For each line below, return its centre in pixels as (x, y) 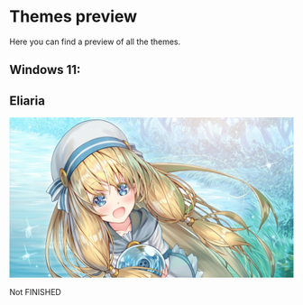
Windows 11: (45, 70)
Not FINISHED (35, 291)
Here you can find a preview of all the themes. (95, 42)
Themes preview (73, 17)
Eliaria (27, 101)
